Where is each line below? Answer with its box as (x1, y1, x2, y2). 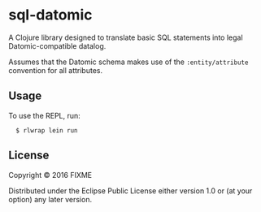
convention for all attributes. (8, 65, 103, 75)
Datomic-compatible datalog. (8, 41, 107, 50)
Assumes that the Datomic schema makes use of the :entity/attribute (8, 57, 249, 67)
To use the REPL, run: (8, 110, 81, 120)
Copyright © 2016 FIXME (8, 170, 93, 180)
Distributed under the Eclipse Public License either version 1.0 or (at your (8, 185, 253, 196)
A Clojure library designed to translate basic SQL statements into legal (8, 32, 243, 42)
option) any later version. (8, 194, 92, 204)
